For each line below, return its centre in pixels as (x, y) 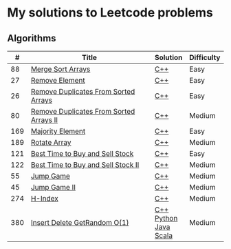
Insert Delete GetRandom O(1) (80, 222)
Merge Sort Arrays (60, 69)
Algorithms (32, 38)
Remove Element (58, 80)
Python (166, 218)
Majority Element (58, 131)
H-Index (44, 198)
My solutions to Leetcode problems (110, 13)
